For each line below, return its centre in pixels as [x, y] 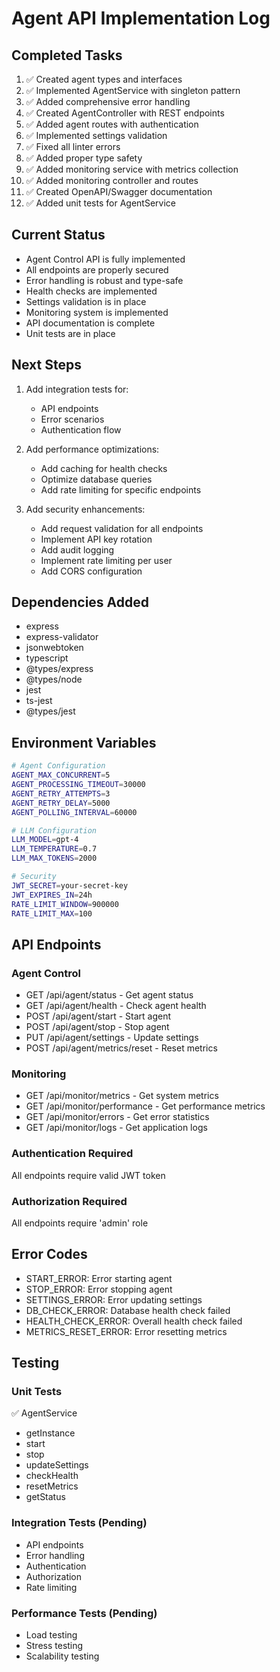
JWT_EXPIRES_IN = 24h [52, 895]
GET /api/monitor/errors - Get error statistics [117, 1117]
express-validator [62, 637]
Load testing [51, 1635]
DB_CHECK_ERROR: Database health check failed [128, 1310]
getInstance [50, 1433]
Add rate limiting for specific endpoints [121, 489]
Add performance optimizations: [92, 449]
